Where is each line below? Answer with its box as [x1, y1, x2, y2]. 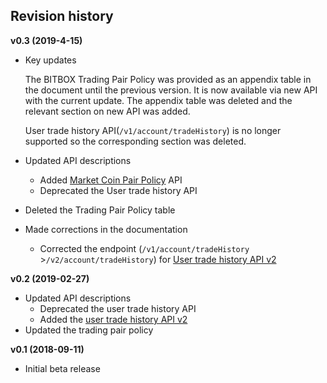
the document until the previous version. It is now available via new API [24, 84, 318, 96]
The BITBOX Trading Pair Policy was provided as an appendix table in [24, 73, 312, 85]
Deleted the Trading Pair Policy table [24, 204, 176, 216]
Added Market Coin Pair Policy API [39, 174, 183, 186]
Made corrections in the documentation [24, 223, 188, 235]
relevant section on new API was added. [24, 105, 191, 117]
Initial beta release [24, 362, 101, 374]
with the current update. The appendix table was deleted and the [24, 94, 293, 106]
